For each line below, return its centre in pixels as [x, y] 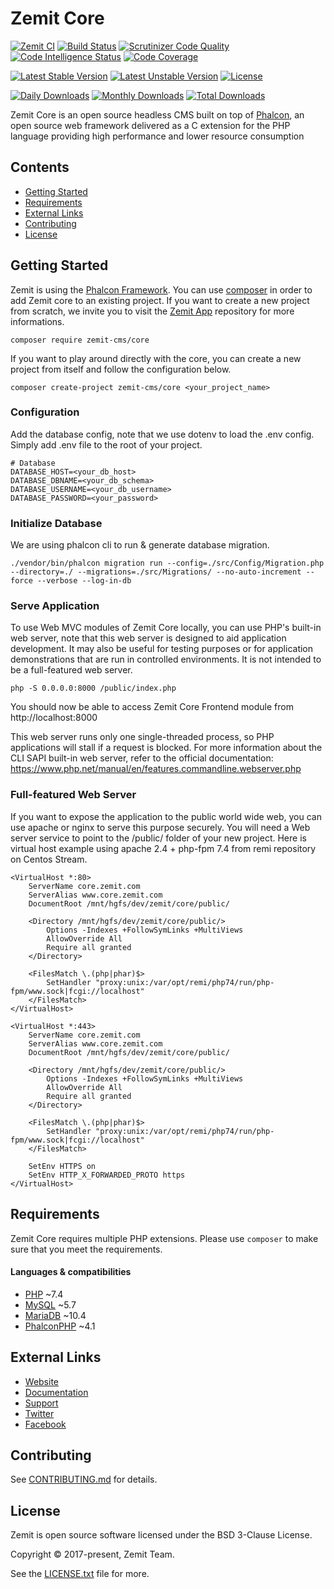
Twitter [39, 1413]
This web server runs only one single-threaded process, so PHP [142, 737]
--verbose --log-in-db [84, 581]
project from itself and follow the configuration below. [121, 369]
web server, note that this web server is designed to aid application [148, 638]
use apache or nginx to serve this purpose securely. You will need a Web [160, 827]
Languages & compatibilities [71, 1272]
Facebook [45, 1424]
